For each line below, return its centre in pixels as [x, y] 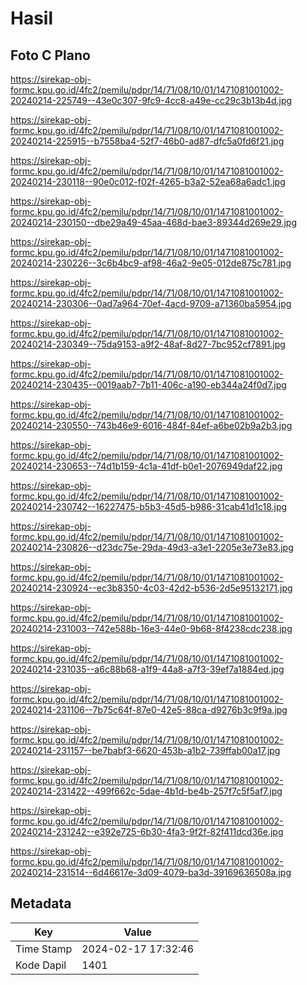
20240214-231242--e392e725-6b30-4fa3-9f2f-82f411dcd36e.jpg [147, 831]
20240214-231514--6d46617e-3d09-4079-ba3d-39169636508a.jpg [151, 872]
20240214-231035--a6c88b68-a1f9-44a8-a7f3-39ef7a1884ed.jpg [147, 669]
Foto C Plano [50, 55]
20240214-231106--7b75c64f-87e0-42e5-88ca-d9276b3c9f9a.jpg [149, 710]
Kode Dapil [41, 965]
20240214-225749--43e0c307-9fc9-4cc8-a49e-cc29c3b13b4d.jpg [151, 100]
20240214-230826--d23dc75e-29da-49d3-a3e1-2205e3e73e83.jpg [152, 547]
